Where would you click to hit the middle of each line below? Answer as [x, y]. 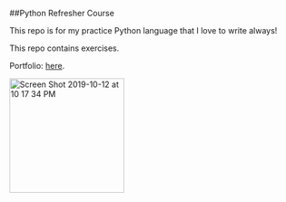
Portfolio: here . [37, 66]
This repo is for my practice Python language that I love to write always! [143, 30]
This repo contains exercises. [64, 48]
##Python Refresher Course [62, 13]
